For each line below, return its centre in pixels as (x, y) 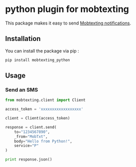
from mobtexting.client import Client (45, 100)
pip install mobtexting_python (38, 60)
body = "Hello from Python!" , (43, 141)
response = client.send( (31, 127)
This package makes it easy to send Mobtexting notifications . (68, 23)
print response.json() (29, 159)
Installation (23, 39)
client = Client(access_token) (38, 118)
